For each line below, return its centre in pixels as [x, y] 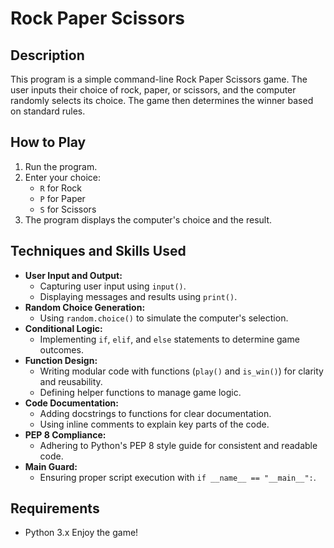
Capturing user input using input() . [113, 286]
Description [47, 55]
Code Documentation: [71, 403]
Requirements [55, 508]
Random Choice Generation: [85, 307]
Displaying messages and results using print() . [138, 296]
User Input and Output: [73, 275]
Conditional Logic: [63, 328]
